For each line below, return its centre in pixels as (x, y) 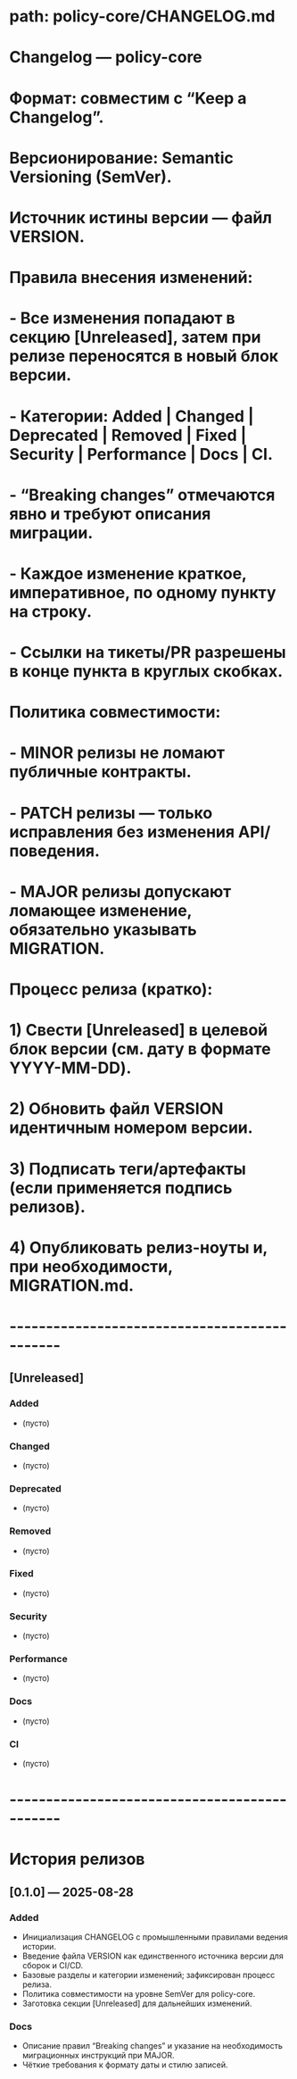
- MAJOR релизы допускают (120, 891)
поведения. (55, 851)
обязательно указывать (103, 929)
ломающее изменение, (101, 910)
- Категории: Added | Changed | (132, 416)
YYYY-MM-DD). (70, 1068)
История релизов (77, 1859)
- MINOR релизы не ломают (117, 753)
